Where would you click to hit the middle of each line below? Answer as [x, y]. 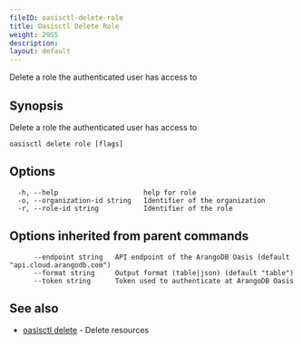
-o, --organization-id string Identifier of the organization [142, 200]
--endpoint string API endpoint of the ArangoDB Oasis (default [161, 257]
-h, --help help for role [107, 192]
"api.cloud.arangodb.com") [60, 265]
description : [34, 43]
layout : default [40, 52]
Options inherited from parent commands [129, 236]
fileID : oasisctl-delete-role [67, 18]
